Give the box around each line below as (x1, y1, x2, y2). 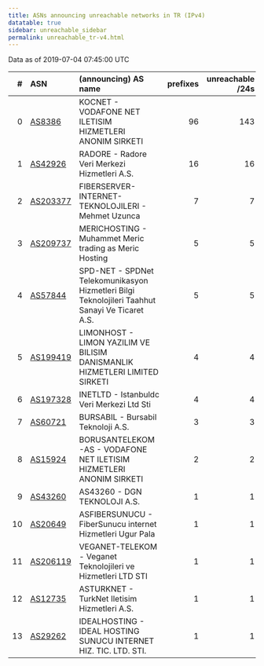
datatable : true (8, 19, 61, 27)
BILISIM (79, 347, 108, 358)
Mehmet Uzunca (79, 210, 141, 221)
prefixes (167, 79, 199, 90)
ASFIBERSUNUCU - (79, 509, 153, 520)
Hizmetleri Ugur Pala (79, 529, 156, 540)
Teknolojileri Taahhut (79, 295, 156, 306)
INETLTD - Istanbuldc (79, 390, 159, 401)
